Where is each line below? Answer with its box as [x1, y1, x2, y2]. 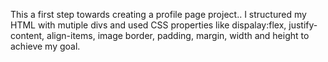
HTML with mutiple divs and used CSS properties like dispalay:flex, [10, 19, 287, 31]
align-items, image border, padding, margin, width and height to [46, 30, 310, 41]
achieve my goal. [10, 40, 81, 52]
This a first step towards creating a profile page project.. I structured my [10, 9, 307, 20]
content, [10, 30, 45, 41]
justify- [288, 19, 318, 31]
